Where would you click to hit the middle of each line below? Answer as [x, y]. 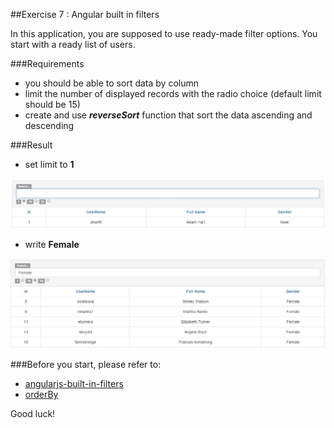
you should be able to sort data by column [111, 83]
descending [49, 125]
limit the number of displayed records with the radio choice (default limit [173, 93]
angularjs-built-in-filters [74, 383]
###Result [31, 145]
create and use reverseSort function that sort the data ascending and [168, 115]
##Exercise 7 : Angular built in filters [85, 14]
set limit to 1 [49, 164]
